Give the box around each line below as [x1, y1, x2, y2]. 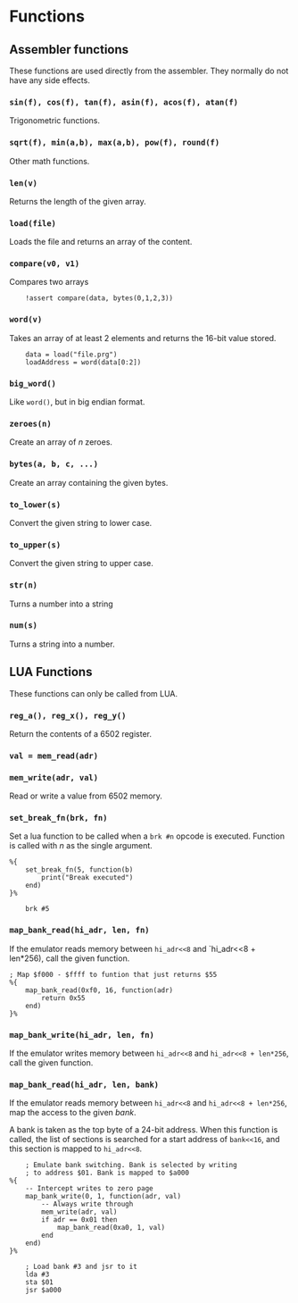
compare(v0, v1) [9, 259, 80, 269]
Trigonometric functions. [9, 115, 101, 126]
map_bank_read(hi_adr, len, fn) [9, 925, 150, 935]
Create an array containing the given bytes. [9, 477, 169, 488]
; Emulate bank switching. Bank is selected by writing [25, 1161, 238, 1170]
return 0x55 [41, 993, 87, 1002]
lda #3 [25, 1270, 50, 1279]
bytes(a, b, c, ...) [9, 459, 99, 470]
